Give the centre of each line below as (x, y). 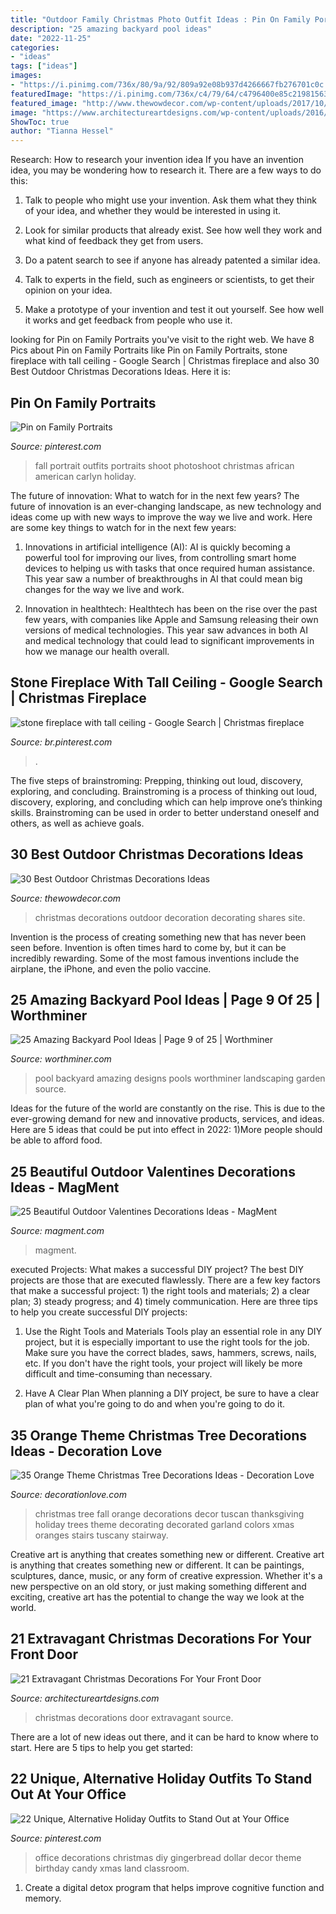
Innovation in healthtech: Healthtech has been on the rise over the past (171, 608)
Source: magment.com (57, 1231)
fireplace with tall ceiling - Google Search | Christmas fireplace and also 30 (165, 361)
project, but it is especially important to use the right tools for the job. (167, 1342)
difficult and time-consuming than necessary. (118, 1374)
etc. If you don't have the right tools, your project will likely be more (163, 1363)
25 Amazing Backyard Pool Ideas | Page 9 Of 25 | (165, 999)
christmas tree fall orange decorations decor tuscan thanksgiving (169, 1514)
